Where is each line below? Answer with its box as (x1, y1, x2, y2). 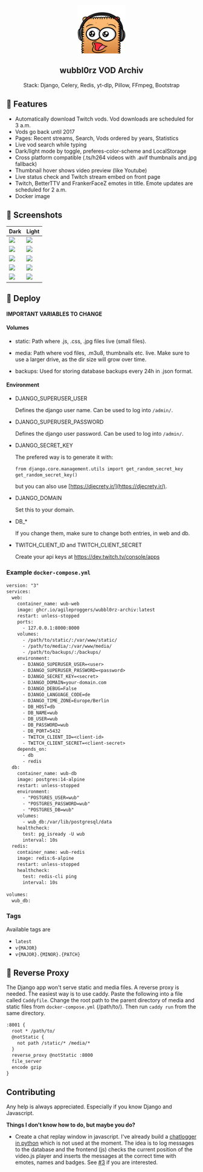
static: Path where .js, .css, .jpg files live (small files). (14, 338, 147, 345)
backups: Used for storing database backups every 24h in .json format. (14, 367, 193, 375)
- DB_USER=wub (22, 716, 59, 722)
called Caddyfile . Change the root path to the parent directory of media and (6, 997, 195, 1004)
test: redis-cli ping (22, 874, 77, 880)
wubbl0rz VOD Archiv (59, 65, 144, 76)
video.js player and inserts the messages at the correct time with (14, 1153, 176, 1160)
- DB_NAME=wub (22, 710, 59, 716)
